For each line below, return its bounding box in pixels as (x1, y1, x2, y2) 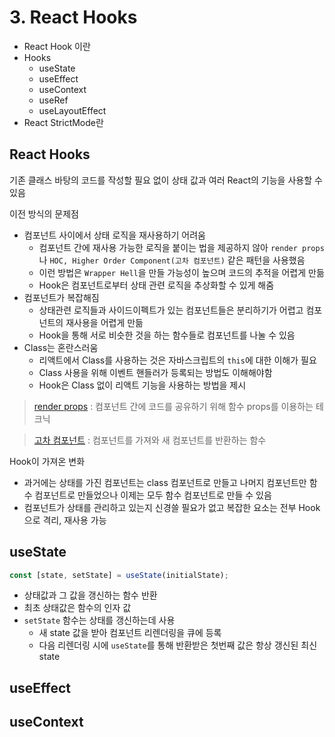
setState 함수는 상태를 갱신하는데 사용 (23, 614, 176, 626)
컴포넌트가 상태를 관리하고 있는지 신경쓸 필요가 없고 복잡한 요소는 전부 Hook (23, 501, 321, 513)
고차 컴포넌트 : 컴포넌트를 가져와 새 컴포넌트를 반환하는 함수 (33, 434, 267, 446)
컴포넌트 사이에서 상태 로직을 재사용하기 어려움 (23, 229, 206, 241)
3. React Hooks (9, 6, 138, 29)
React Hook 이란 (23, 40, 91, 52)
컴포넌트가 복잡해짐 (23, 291, 100, 303)
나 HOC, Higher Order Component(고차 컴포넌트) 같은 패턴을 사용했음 (38, 254, 306, 266)
